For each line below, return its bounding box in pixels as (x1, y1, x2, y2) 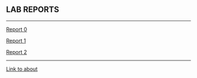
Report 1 (6, 37, 26, 44)
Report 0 (6, 26, 28, 33)
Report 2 (6, 48, 28, 55)
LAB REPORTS (6, 5, 60, 15)
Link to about (6, 65, 38, 72)
